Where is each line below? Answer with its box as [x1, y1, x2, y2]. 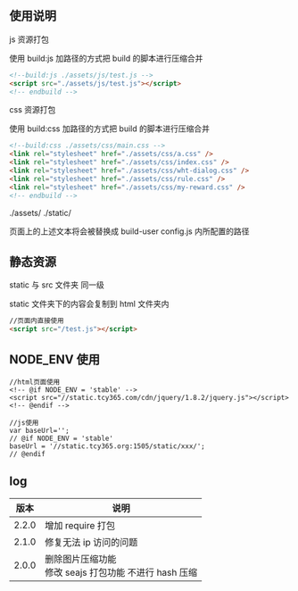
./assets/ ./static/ [9, 207, 71, 218]
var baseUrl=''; [9, 426, 70, 435]
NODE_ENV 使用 [9, 352, 101, 367]
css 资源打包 [9, 104, 56, 115]
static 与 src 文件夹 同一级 [9, 279, 105, 290]
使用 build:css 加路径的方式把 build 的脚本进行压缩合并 [9, 123, 210, 134]
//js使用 [9, 418, 39, 427]
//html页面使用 [9, 378, 61, 387]
